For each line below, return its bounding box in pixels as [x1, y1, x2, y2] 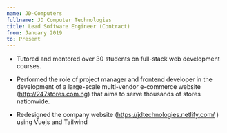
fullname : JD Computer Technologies [6, 17, 112, 23]
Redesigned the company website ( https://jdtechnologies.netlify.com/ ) [16, 111, 219, 119]
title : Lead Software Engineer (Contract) [6, 23, 130, 30]
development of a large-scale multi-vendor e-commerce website [16, 83, 201, 91]
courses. [16, 62, 42, 70]
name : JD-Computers [6, 10, 63, 17]
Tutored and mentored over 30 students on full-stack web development [16, 54, 220, 63]
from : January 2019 [6, 29, 63, 37]
